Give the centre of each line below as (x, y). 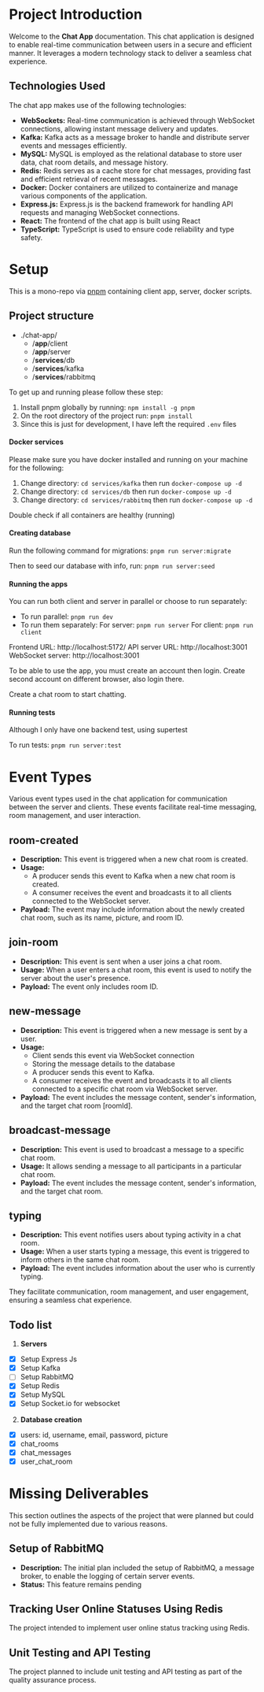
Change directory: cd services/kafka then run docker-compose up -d (131, 483)
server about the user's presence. (75, 978)
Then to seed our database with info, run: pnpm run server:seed (112, 565)
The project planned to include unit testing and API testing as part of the (126, 1672)
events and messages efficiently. (73, 145)
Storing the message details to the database (103, 1064)
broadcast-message (60, 1130)
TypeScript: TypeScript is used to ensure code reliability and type (127, 229)
